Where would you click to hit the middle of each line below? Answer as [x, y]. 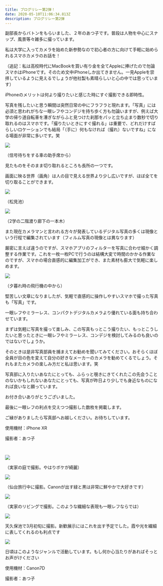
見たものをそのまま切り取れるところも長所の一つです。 [60, 166]
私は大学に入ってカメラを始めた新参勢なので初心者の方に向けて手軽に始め [80, 50]
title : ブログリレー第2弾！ [30, 10]
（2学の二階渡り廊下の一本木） [36, 221]
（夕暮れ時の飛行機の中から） [35, 286]
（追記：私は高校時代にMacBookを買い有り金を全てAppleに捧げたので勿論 [80, 66]
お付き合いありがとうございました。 [41, 397]
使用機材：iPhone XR [26, 428]
